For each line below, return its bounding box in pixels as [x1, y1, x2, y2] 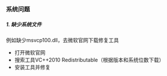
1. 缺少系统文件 [6, 20, 42, 27]
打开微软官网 [14, 49, 45, 56]
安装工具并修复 [14, 63, 51, 71]
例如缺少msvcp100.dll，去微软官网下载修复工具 [6, 36, 119, 43]
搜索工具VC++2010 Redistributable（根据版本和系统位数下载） [14, 56, 165, 63]
